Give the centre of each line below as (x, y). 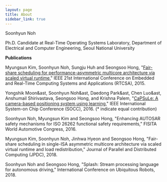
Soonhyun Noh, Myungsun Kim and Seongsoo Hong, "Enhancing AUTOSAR (83, 119)
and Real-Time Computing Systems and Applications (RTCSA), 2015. (76, 83)
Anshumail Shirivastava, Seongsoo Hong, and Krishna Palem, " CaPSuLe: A (82, 98)
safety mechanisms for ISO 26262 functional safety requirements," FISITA (81, 124)
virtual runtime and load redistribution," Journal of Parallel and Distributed (81, 150)
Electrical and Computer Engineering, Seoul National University (70, 48)
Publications (18, 58)
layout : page (19, 10)
